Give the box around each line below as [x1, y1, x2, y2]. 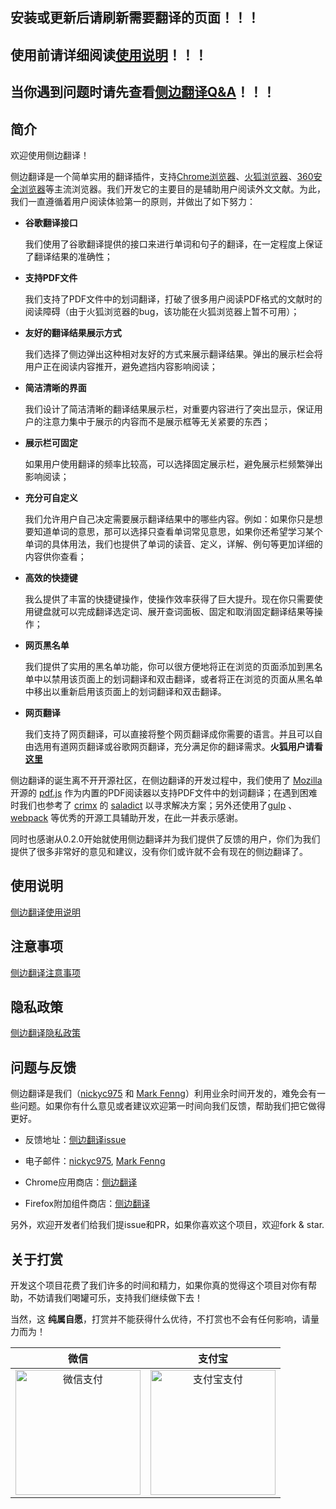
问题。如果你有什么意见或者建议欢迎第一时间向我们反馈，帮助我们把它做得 [18, 1100, 326, 1112]
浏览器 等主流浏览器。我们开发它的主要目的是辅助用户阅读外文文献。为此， [18, 183, 326, 195]
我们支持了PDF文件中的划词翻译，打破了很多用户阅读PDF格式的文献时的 [24, 293, 323, 305]
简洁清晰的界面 [24, 381, 87, 393]
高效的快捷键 [24, 571, 78, 583]
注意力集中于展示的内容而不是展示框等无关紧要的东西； [42, 415, 271, 427]
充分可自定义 [24, 491, 78, 503]
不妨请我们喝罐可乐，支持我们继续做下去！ [27, 1292, 203, 1304]
